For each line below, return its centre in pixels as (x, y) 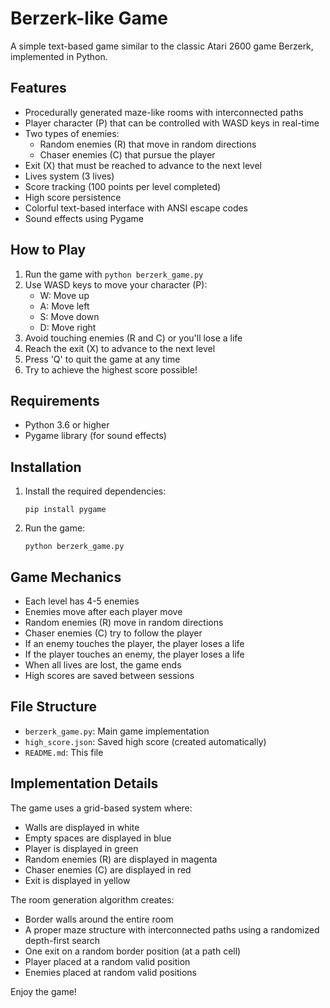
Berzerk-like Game (89, 18)
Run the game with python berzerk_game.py (114, 274)
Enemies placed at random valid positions (110, 972)
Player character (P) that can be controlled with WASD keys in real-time (172, 123)
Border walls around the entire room (99, 919)
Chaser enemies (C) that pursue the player (127, 154)
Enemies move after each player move (103, 611)
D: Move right (68, 327)
